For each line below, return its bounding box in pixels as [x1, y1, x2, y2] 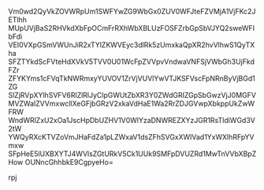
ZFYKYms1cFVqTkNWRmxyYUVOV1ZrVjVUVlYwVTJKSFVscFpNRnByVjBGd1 [8, 74, 256, 83]
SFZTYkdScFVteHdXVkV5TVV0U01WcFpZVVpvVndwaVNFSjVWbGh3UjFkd [8, 57, 255, 66]
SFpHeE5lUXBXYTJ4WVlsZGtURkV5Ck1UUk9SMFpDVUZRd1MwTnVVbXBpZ [8, 149, 257, 158]
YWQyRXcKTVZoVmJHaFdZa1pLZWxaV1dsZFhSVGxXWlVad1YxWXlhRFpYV [8, 132, 255, 141]
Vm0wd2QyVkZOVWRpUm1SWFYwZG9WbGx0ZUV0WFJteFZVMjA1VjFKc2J [8, 7, 256, 16]
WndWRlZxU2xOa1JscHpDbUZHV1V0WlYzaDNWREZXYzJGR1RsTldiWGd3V [8, 116, 256, 125]
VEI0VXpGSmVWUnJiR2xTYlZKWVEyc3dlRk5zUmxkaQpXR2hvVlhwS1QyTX [8, 40, 255, 50]
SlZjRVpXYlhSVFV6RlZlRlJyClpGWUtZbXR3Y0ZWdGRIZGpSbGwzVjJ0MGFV [8, 91, 256, 99]
